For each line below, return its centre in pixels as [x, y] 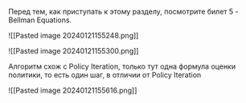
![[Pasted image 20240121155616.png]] [73, 90]
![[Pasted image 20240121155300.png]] [74, 51]
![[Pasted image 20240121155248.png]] [74, 36]
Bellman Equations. [40, 20]
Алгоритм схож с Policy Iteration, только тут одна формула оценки [122, 66]
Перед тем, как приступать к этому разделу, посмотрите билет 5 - [123, 12]
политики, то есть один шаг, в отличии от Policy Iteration [105, 75]
